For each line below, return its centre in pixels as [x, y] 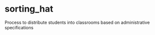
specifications [19, 27]
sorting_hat [29, 9]
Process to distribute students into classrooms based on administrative [77, 22]
